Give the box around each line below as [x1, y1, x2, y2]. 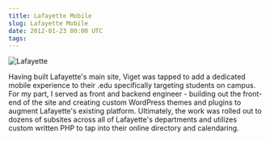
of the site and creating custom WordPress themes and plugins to [23, 97, 242, 107]
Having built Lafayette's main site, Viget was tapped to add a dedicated [8, 72, 246, 81]
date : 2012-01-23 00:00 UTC [8, 27, 103, 35]
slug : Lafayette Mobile [8, 19, 89, 27]
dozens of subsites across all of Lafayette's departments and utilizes [8, 114, 237, 125]
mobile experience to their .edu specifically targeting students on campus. [8, 81, 256, 90]
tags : [8, 34, 27, 43]
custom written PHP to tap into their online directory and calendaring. [8, 123, 240, 133]
